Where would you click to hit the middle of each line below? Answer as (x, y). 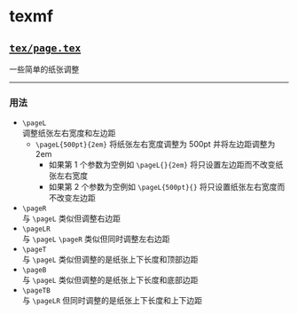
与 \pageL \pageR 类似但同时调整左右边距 (96, 239)
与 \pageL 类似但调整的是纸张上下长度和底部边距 (110, 280)
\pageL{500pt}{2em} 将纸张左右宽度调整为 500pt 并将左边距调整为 (155, 145)
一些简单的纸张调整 (44, 69)
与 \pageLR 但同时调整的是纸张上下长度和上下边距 (112, 301)
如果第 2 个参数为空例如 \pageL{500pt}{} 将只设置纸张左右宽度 (163, 187)
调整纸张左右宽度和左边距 (69, 133)
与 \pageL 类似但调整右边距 (71, 218)
